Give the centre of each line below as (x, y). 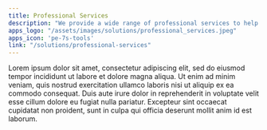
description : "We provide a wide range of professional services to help (133, 23)
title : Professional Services (59, 16)
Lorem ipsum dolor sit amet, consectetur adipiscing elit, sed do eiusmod (127, 68)
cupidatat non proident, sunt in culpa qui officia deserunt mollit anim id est (130, 110)
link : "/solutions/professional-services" (80, 45)
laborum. (23, 119)
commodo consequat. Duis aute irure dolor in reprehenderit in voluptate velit (133, 93)
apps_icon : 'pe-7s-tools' (51, 38)
